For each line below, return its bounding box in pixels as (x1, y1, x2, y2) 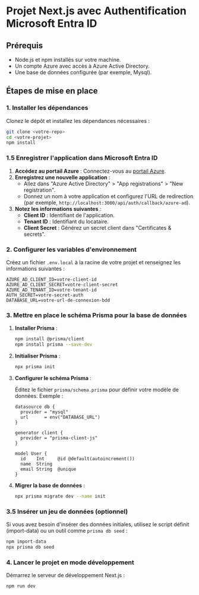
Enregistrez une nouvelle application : (14, 173, 110, 181)
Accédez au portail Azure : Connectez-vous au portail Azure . (14, 167, 166, 175)
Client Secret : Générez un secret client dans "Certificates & (23, 224, 172, 231)
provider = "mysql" (20, 409, 68, 415)
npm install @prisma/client (14, 336, 84, 342)
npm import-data (6, 539, 46, 545)
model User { (14, 450, 48, 457)
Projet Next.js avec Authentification (6, 4, 187, 18)
